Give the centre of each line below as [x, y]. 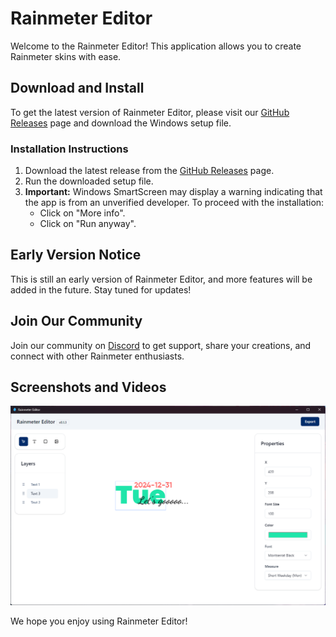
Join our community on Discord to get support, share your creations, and [161, 345]
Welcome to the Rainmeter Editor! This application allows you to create [156, 46]
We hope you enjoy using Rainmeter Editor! [99, 621]
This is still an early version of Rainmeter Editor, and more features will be [161, 279]
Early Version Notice [76, 255]
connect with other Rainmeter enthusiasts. [97, 356]
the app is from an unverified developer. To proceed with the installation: [174, 203]
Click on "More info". [82, 213]
